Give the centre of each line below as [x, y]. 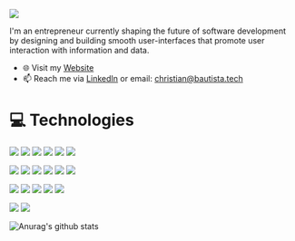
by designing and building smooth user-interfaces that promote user [137, 40]
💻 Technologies [72, 120]
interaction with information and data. [79, 50]
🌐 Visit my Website [58, 67]
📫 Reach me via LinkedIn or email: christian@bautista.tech [133, 78]
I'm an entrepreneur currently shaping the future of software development [148, 31]
